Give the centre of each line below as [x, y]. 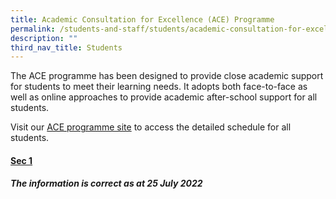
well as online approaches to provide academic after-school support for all [164, 97]
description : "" [44, 38]
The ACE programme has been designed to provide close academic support [167, 76]
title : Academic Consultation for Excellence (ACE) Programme [142, 19]
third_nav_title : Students [66, 47]
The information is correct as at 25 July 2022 [106, 183]
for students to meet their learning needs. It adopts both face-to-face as [159, 87]
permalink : [33, 29]
